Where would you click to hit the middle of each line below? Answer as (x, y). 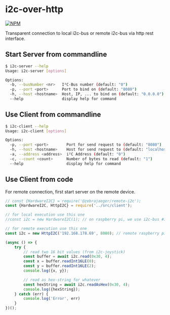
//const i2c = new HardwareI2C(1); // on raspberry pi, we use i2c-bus (82, 220)
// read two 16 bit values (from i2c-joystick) (74, 252)
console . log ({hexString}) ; (52, 289)
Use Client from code (39, 180)
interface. (15, 38)
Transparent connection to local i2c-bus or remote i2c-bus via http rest (79, 33)
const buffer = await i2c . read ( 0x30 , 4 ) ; (68, 257)
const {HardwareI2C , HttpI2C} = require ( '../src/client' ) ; (69, 206)
